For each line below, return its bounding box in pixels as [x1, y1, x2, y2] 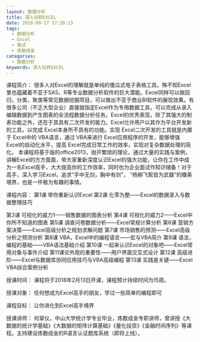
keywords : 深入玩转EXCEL [6, 64, 64, 71]
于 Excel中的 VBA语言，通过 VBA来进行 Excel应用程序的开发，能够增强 [6, 134, 180, 141]
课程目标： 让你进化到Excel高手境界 [6, 302, 94, 309]
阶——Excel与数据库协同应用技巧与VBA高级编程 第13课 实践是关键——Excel [6, 256, 193, 264]
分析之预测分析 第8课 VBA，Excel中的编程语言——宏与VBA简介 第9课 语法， [6, 234, 195, 241]
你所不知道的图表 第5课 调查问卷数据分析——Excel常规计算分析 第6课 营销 [6, 219, 189, 226]
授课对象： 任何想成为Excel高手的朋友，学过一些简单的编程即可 [6, 289, 162, 297]
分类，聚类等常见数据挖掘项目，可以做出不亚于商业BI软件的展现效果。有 [16, 96, 194, 103]
